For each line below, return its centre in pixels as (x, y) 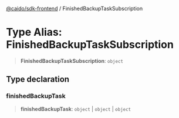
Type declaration (38, 80)
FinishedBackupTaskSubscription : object (72, 60)
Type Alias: (34, 32)
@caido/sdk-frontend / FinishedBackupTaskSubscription (74, 9)
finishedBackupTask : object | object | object (76, 109)
